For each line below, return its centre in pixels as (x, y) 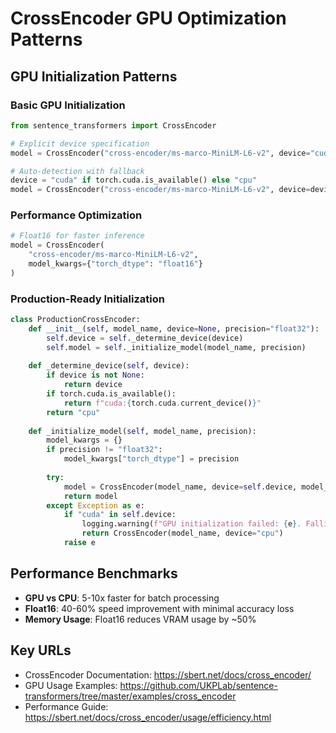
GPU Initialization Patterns (94, 76)
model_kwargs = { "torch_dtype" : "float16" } (115, 264)
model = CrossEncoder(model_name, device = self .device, (180, 487)
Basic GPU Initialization (68, 105)
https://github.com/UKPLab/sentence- (198, 685)
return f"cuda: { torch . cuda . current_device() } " (162, 403)
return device (93, 385)
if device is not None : (95, 375)
